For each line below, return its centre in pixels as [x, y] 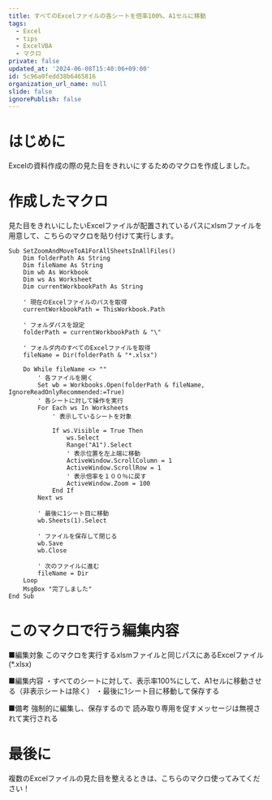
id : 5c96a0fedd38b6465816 [52, 76]
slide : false [30, 91]
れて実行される [33, 719]
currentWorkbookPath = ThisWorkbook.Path [94, 309]
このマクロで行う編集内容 [94, 631]
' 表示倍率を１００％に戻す [106, 477]
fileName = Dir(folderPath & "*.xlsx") [91, 355]
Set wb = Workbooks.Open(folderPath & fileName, [121, 385]
